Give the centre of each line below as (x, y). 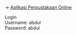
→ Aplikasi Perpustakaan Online (38, 7)
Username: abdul (23, 23)
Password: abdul (22, 28)
